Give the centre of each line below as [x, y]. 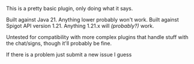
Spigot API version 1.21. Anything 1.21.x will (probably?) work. [80, 26]
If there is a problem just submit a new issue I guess [69, 54]
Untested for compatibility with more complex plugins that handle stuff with [97, 37]
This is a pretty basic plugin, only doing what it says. [70, 8]
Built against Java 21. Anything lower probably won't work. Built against [93, 19]
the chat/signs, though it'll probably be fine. [59, 43]
